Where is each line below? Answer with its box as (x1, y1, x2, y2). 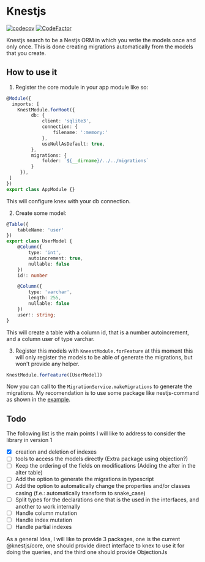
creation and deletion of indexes (15, 448, 97, 455)
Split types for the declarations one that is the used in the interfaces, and (15, 496, 199, 503)
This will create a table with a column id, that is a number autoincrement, (6, 329, 190, 336)
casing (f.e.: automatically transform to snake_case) (15, 489, 146, 496)
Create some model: (15, 209, 67, 217)
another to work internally (15, 503, 81, 510)
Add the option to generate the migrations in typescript (15, 476, 154, 483)
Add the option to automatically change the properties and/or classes (15, 482, 191, 490)
